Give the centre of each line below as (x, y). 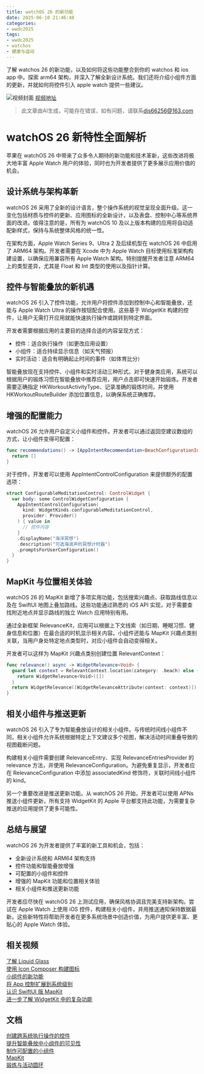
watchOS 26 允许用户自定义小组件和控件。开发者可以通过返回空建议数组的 (100, 432)
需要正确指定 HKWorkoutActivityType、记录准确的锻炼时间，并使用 (90, 387)
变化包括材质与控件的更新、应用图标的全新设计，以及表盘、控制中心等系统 (99, 215)
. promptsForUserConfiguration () (58, 550)
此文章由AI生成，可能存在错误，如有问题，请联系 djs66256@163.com (107, 111)
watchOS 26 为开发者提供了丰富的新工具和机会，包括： (76, 845)
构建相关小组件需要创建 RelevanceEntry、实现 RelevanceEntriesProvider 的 (100, 758)
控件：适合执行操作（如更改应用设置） (63, 343)
